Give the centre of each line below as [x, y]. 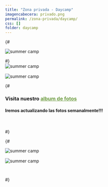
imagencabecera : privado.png [35, 14]
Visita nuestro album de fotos [41, 99]
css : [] [13, 23]
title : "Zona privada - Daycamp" [39, 10]
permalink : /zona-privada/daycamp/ [41, 19]
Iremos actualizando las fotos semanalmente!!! [54, 110]
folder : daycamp [22, 28]
